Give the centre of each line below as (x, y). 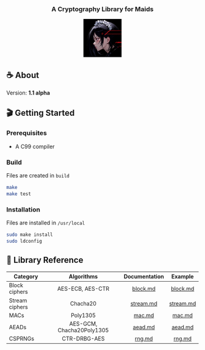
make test (19, 194)
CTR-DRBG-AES (83, 339)
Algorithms (83, 277)
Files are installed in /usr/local (46, 223)
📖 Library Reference (45, 260)
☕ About (23, 75)
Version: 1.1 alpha (28, 93)
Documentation (144, 277)
